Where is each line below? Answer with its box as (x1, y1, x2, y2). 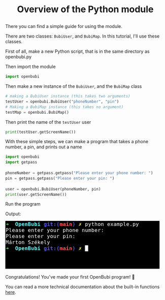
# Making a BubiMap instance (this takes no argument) (5, 104, 124, 110)
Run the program (5, 201, 41, 207)
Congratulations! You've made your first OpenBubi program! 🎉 (5, 274, 135, 280)
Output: (5, 211, 21, 217)
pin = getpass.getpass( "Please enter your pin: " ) (5, 176, 115, 181)
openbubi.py (5, 54, 32, 60)
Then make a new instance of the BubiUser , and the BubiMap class (5, 83, 142, 89)
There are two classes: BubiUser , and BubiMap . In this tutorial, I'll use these (5, 33, 160, 39)
